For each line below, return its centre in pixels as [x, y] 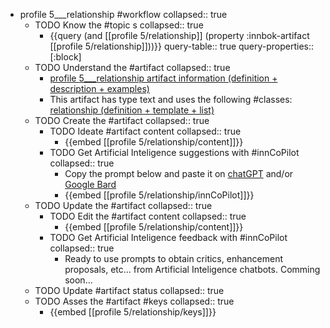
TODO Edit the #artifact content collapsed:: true [148, 216]
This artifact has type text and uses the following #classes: [171, 99]
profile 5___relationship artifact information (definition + [163, 78]
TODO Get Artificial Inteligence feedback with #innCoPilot [168, 237]
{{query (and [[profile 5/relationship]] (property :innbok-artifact [179, 35]
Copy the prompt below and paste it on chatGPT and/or [179, 173]
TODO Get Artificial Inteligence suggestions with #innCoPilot [174, 152]
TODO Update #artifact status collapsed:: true [129, 290]
